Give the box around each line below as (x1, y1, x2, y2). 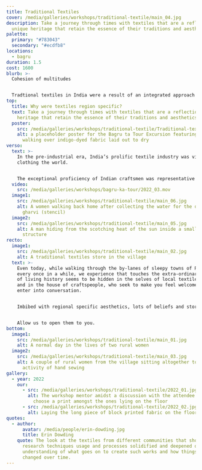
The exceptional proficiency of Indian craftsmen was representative (17, 175, 195, 181)
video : (11, 181, 28, 187)
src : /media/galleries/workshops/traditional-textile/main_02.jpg (17, 248, 187, 254)
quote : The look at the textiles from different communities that (17, 437, 187, 443)
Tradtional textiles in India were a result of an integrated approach (11, 92, 195, 98)
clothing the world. (17, 159, 69, 166)
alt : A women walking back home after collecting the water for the (17, 204, 192, 210)
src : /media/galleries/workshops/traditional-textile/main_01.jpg (17, 337, 187, 343)
